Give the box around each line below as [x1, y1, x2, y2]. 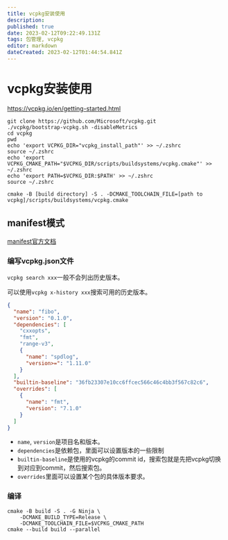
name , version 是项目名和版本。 [17, 438, 104, 446]
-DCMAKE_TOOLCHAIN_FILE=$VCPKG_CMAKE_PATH [19, 520, 144, 527]
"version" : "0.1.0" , [13, 314, 73, 321]
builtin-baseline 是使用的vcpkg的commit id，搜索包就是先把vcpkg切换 [17, 455, 222, 464]
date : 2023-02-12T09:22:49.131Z [7, 29, 100, 37]
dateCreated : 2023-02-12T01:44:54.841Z [7, 49, 123, 56]
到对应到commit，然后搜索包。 [17, 464, 106, 472]
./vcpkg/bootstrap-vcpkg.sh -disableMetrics [7, 124, 138, 130]
